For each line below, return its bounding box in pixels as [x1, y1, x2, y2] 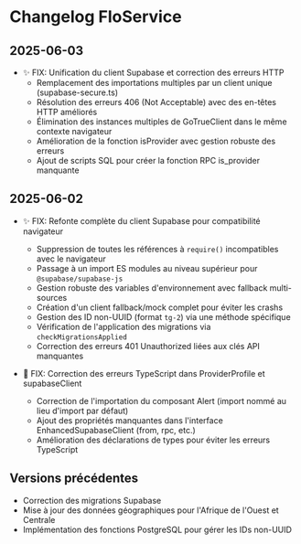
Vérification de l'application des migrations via [36, 321, 211, 332]
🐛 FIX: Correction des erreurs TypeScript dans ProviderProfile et [22, 368, 265, 379]
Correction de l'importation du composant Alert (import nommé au [36, 395, 286, 406]
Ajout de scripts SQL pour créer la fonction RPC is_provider [36, 155, 261, 165]
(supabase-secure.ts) [36, 87, 119, 98]
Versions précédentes [9, 471, 139, 486]
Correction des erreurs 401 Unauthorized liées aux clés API [36, 340, 261, 351]
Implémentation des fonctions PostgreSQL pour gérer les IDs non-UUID [22, 524, 293, 535]
